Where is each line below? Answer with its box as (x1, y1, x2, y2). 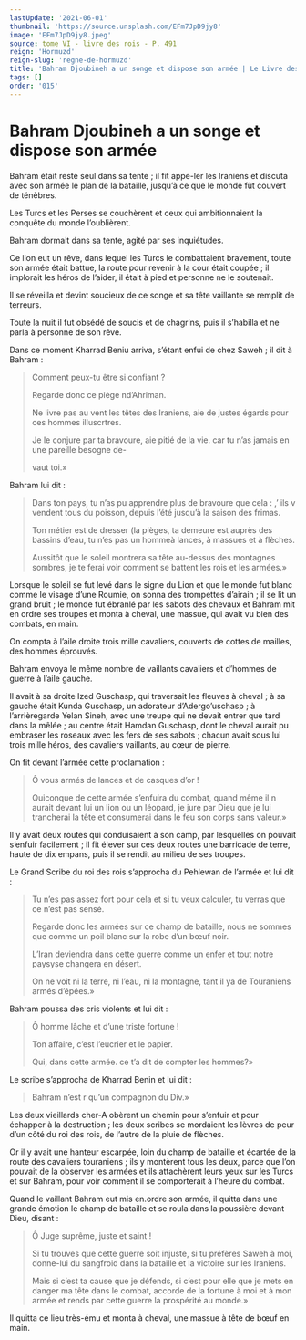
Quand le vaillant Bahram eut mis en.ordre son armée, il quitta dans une (9, 1193, 278, 1204)
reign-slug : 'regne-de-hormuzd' (9, 56, 132, 65)
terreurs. (9, 298, 43, 310)
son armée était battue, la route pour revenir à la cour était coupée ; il (9, 262, 270, 273)
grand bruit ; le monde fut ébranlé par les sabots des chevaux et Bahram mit (9, 599, 296, 610)
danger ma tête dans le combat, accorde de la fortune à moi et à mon (31, 1284, 292, 1296)
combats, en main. (9, 618, 79, 629)
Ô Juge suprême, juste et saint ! (31, 1230, 152, 1241)
